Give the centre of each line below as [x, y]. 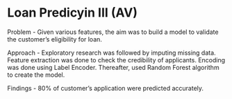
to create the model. [36, 75]
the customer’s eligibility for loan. [55, 39]
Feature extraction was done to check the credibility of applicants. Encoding [116, 60]
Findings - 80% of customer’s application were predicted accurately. [105, 88]
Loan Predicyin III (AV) [72, 13]
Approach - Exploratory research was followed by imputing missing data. [112, 53]
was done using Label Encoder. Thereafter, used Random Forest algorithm [114, 67]
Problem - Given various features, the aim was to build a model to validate [113, 32]
